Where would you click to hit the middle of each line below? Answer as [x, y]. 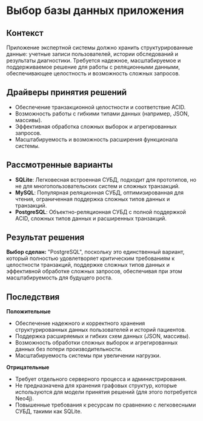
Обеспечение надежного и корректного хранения [80, 323]
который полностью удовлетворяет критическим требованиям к [91, 258]
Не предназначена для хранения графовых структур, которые [96, 386]
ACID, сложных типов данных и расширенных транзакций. [91, 218]
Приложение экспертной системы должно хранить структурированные [100, 47]
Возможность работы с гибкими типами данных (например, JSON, [102, 114]
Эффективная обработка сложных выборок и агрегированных [96, 126]
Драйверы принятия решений [67, 93]
